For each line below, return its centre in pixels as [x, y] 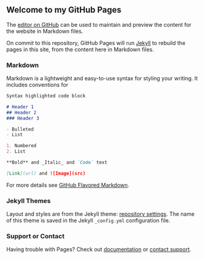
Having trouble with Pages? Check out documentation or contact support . [99, 249]
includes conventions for [37, 85]
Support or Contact [36, 237]
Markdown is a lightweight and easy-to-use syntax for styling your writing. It [102, 78]
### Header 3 [23, 118]
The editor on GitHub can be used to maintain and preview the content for [99, 24]
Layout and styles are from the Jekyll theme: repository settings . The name [100, 214]
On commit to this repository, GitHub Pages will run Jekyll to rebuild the [96, 43]
